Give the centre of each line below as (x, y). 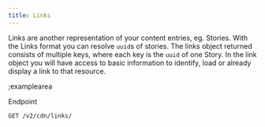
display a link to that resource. (57, 71)
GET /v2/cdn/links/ (40, 116)
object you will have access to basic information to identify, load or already (130, 63)
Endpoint (23, 101)
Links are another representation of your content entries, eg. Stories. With (128, 38)
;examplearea (30, 86)
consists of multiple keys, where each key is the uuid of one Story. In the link (132, 54)
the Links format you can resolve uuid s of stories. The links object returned (130, 46)
